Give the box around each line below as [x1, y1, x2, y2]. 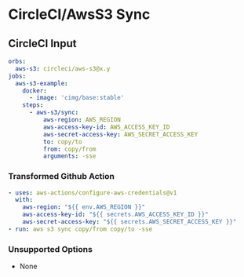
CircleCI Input [8, 37, 77, 50]
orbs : [8, 57, 26, 65]
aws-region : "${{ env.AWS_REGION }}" [22, 203, 146, 211]
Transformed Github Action [8, 171, 115, 182]
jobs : [8, 72, 26, 80]
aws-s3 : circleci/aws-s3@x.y [15, 64, 111, 72]
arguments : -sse [42, 152, 97, 160]
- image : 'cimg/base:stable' [28, 94, 125, 102]
